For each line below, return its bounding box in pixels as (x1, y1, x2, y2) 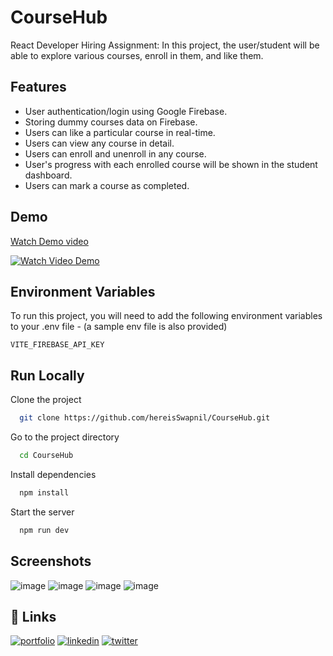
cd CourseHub (19, 451, 74, 461)
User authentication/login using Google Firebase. (24, 105, 228, 117)
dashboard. (24, 169, 73, 181)
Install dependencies (10, 468, 97, 480)
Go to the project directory (10, 431, 120, 443)
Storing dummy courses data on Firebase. (24, 116, 198, 128)
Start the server (10, 506, 75, 518)
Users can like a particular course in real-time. (24, 126, 216, 138)
